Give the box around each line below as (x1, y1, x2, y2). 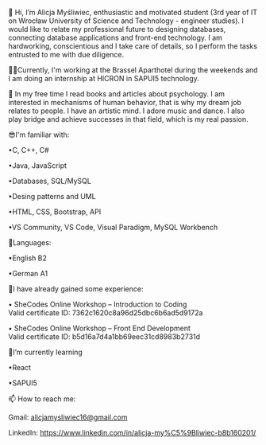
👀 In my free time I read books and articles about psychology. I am (8, 89, 225, 99)
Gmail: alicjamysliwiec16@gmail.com (8, 412, 128, 422)
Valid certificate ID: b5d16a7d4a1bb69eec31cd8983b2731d (8, 332, 201, 342)
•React (8, 363, 32, 372)
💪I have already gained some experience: (8, 284, 144, 294)
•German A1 (8, 269, 48, 278)
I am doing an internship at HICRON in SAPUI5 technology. (8, 74, 200, 83)
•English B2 (8, 253, 48, 263)
